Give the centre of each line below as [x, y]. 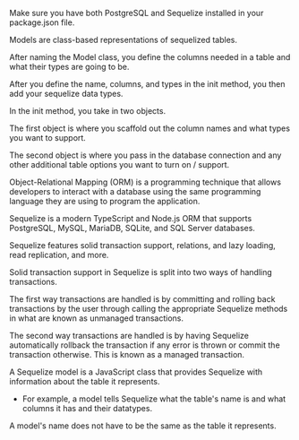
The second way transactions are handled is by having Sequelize [129, 336]
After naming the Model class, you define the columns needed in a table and [150, 57]
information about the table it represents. [85, 381]
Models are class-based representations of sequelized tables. [123, 40]
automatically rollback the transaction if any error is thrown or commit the [145, 345]
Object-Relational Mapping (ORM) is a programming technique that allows [145, 182]
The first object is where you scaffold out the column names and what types [150, 128]
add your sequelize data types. [66, 94]
